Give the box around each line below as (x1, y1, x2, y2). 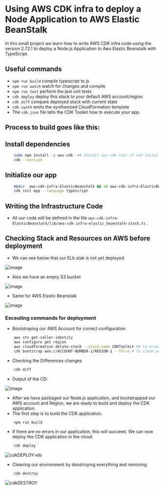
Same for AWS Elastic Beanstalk (12, 292, 77, 299)
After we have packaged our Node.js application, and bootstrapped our (12, 395, 156, 401)
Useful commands (5, 65, 62, 73)
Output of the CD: (12, 376, 48, 382)
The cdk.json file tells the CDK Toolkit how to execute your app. (12, 109, 141, 115)
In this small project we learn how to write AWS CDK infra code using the (5, 40, 151, 46)
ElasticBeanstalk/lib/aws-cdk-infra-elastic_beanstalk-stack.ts (12, 221, 146, 226)
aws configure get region (14, 340, 67, 345)
